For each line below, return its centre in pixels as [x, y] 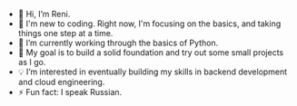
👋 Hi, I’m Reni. [44, 14]
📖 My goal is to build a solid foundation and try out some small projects [151, 53]
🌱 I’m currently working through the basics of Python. [118, 43]
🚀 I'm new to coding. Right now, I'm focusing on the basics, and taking [149, 24]
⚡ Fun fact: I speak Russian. [70, 92]
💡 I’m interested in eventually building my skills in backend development [153, 72]
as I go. [32, 62]
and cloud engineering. [61, 82]
